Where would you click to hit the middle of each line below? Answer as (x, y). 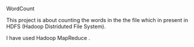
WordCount (20, 9)
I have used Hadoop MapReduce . (48, 38)
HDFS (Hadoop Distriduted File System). (56, 26)
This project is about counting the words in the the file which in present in (97, 20)
